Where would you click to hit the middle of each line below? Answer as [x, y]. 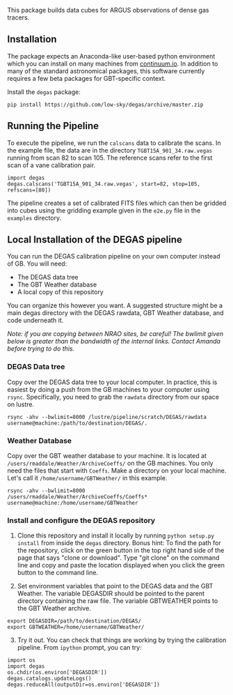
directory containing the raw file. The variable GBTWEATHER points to [118, 601]
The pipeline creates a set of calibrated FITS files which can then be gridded [117, 203]
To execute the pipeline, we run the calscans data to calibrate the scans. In [114, 143]
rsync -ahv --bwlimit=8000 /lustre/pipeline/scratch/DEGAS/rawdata [107, 417]
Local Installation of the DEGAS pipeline [95, 240]
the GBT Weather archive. [54, 609]
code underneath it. [35, 321]
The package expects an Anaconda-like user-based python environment [111, 56]
